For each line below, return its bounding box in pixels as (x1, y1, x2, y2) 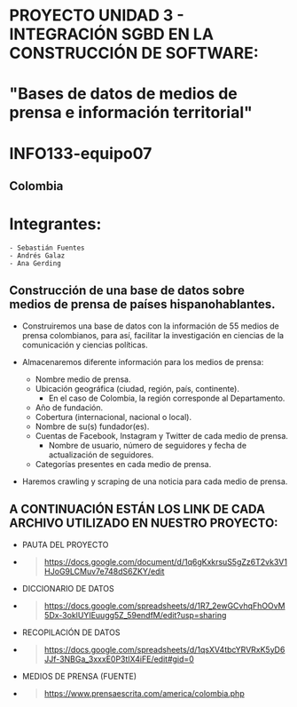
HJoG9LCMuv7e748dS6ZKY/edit (43, 566, 165, 576)
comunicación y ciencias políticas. (21, 339, 148, 350)
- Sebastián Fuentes (9, 243, 86, 252)
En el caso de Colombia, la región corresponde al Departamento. (48, 393, 285, 403)
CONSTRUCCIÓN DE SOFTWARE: (9, 44, 259, 63)
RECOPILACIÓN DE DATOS (21, 627, 121, 638)
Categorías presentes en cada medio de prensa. (35, 458, 212, 469)
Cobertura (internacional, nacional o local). (35, 411, 192, 422)
